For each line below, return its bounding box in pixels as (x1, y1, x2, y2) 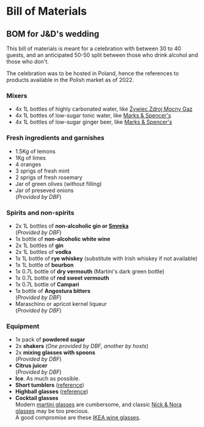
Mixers (6, 91, 27, 100)
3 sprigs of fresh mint (15, 167, 70, 174)
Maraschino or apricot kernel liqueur (15, 300, 107, 307)
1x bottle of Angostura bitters (15, 287, 90, 294)
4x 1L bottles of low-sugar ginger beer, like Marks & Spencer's (15, 118, 172, 126)
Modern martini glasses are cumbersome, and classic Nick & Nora (15, 401, 182, 408)
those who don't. (6, 58, 49, 65)
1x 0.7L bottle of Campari (15, 280, 79, 288)
